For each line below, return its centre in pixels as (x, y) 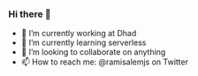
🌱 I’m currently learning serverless (84, 42)
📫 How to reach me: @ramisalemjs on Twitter (105, 62)
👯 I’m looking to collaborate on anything (93, 52)
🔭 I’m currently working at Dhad (79, 34)
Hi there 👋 (30, 14)
